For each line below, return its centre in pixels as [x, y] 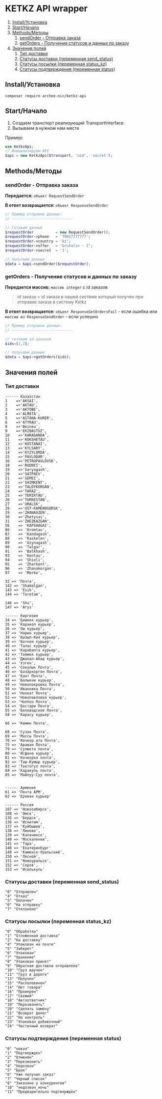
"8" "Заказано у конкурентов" [36, 1083]
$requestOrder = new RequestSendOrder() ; [58, 232]
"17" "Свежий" [20, 996]
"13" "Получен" [21, 979]
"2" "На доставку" [24, 940]
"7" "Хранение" [21, 958]
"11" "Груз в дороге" [27, 975]
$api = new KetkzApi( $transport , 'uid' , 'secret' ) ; [59, 156]
